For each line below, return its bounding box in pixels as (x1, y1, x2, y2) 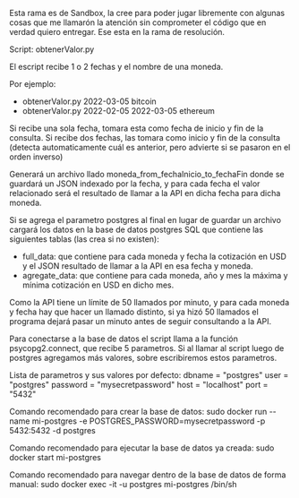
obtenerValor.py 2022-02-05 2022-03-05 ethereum (21, 106, 215, 116)
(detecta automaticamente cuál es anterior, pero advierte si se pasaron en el (9, 142, 291, 152)
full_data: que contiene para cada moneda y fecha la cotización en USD (21, 251, 286, 262)
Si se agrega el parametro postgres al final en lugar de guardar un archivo (9, 215, 282, 225)
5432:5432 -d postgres (9, 425, 96, 435)
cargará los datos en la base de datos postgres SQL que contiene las (9, 224, 264, 235)
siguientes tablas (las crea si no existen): (9, 234, 159, 245)
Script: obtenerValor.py (9, 44, 95, 55)
